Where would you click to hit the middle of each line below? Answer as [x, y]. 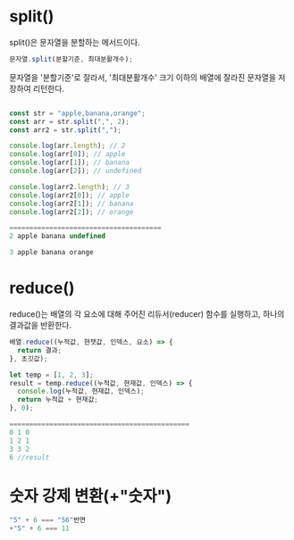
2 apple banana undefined [57, 237]
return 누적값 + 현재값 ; [58, 400]
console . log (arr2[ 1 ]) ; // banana [71, 204]
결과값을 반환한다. [41, 325]
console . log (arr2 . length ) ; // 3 [69, 187]
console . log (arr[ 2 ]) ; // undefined [76, 171]
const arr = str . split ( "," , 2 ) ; [69, 121]
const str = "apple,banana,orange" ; [77, 113]
